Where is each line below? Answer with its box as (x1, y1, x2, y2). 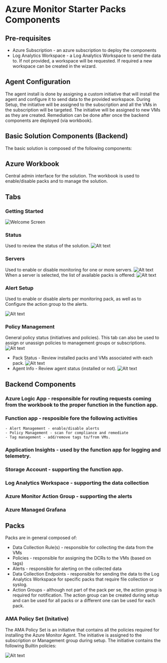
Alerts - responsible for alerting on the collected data (12, 566, 122, 572)
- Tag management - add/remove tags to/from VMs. (5, 435, 111, 440)
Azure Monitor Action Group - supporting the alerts (5, 493, 132, 500)
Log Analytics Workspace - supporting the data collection (5, 479, 149, 486)
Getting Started (5, 207, 43, 214)
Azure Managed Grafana (5, 506, 66, 513)
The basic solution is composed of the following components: (5, 145, 132, 151)
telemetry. (5, 452, 31, 459)
